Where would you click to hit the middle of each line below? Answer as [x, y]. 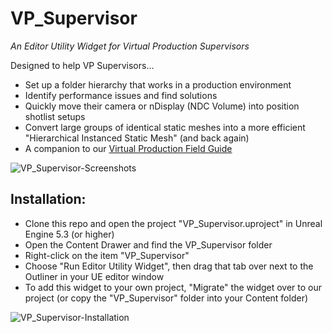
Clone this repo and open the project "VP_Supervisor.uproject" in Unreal [173, 223]
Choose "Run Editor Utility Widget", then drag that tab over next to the [169, 266]
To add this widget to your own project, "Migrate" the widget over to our [173, 287]
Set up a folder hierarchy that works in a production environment [158, 84]
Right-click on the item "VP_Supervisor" [107, 255]
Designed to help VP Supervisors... [82, 65]
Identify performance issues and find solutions [121, 95]
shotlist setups [55, 116]
